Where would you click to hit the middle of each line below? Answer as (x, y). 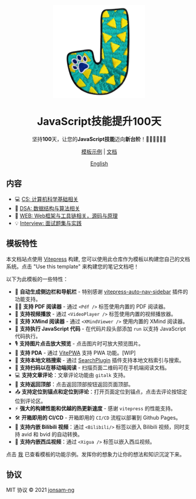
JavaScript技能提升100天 (99, 122)
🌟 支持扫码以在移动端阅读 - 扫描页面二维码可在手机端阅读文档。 (92, 367)
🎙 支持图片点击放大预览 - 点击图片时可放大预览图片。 (79, 343)
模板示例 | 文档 (99, 151)
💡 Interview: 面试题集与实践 (48, 223)
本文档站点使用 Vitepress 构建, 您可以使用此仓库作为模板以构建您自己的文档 (98, 259)
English (99, 163)
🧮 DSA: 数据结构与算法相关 (47, 208)
